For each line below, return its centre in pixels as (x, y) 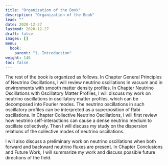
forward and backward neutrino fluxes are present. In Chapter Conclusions (84, 147)
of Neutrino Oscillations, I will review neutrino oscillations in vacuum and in (84, 82)
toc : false (17, 63)
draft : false (19, 34)
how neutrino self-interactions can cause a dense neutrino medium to (79, 120)
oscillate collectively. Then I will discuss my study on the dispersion (76, 126)
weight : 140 (18, 58)
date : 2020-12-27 (24, 24)
